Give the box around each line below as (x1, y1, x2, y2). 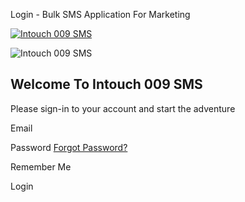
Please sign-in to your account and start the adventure (10, 102, 236, 114)
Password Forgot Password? (10, 141, 128, 153)
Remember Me (10, 160, 72, 173)
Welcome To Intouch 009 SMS (10, 76, 203, 93)
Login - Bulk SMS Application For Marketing (10, 9, 191, 20)
